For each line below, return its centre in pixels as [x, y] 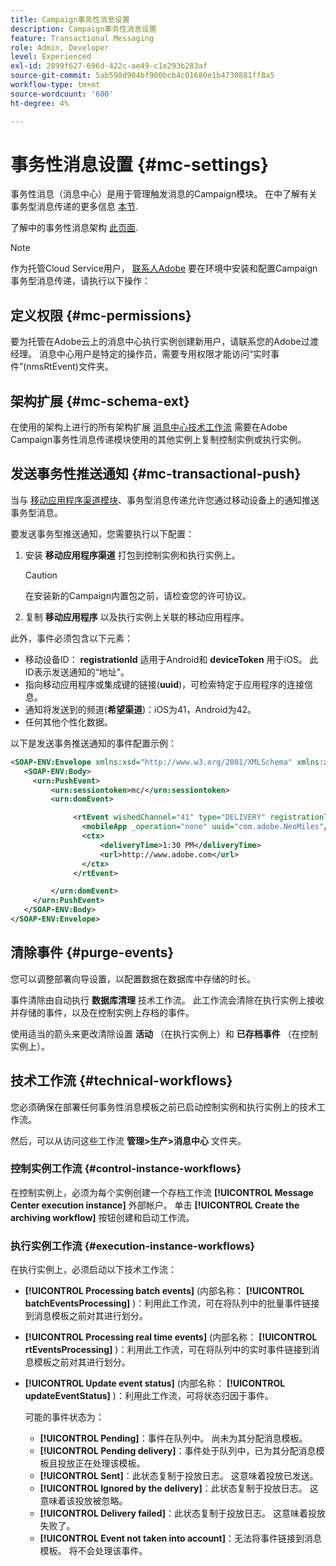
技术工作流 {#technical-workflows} [121, 1081]
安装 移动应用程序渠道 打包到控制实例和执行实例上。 [132, 555]
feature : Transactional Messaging [82, 38]
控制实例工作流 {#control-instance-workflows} [126, 1169]
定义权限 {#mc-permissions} [101, 315]
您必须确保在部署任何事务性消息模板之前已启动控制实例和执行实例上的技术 [163, 1107]
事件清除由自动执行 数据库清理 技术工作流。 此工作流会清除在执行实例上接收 [167, 1000]
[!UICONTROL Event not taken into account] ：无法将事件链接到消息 [180, 1538]
